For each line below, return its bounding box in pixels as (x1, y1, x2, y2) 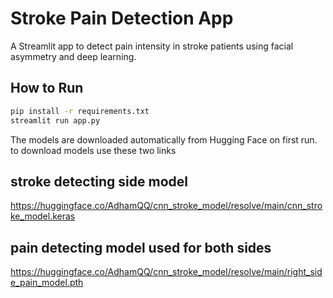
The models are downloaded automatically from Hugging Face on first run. (10, 133, 318, 146)
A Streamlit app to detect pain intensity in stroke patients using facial (10, 40, 294, 52)
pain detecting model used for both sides (10, 239, 272, 256)
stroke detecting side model (10, 173, 189, 190)
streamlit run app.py (10, 115, 101, 126)
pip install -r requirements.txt (10, 106, 150, 116)
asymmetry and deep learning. (10, 50, 137, 62)
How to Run (10, 80, 84, 97)
